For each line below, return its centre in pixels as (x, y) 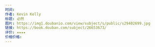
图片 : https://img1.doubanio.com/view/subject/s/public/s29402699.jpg (78, 23)
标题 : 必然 (15, 19)
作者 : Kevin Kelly (23, 14)
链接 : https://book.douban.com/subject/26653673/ (56, 28)
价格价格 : (13, 37)
